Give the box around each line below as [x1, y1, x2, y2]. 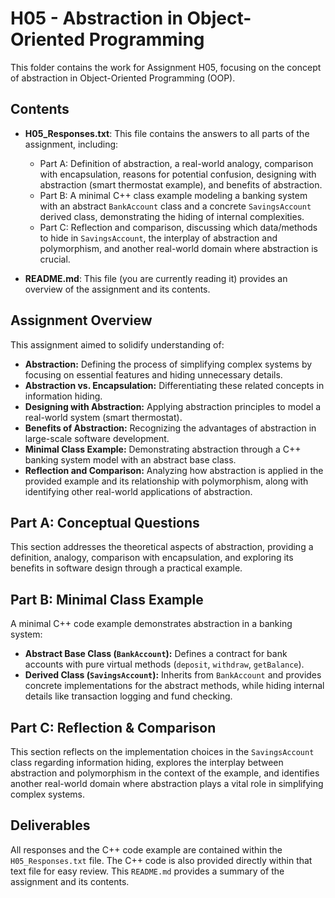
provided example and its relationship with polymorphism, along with [24, 475, 309, 487]
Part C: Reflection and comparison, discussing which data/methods [39, 221, 318, 233]
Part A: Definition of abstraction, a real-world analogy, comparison [39, 157, 314, 169]
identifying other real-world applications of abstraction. [24, 485, 253, 497]
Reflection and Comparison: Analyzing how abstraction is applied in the [24, 464, 324, 476]
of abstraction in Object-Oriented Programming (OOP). [10, 72, 236, 84]
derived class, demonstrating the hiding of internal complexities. [39, 210, 305, 222]
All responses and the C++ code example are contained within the [10, 843, 283, 856]
